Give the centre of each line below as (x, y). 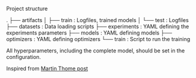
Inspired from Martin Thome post (47, 68)
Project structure (27, 9)
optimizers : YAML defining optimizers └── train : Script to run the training (98, 39)
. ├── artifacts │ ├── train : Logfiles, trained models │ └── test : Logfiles (98, 20)
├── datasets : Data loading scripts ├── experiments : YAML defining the (98, 26)
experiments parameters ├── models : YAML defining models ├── (89, 33)
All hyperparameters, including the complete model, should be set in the (96, 51)
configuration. (23, 57)
